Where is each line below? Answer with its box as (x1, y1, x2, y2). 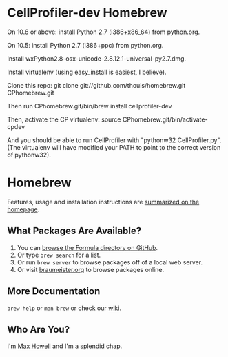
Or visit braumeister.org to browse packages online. (17, 265, 165, 273)
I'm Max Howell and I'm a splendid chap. (7, 342, 123, 350)
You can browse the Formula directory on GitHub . (17, 243, 158, 251)
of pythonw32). (7, 151, 52, 159)
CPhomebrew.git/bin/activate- (122, 115, 208, 124)
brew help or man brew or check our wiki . (7, 304, 122, 312)
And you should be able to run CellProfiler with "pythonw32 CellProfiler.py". (7, 136, 222, 144)
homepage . (7, 205, 40, 213)
